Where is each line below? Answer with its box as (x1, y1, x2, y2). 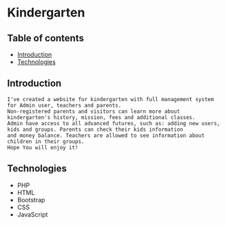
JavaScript (17, 210, 48, 218)
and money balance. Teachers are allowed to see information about (7, 132, 205, 139)
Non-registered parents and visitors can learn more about (7, 108, 181, 115)
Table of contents (7, 32, 84, 44)
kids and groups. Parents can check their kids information (7, 126, 184, 133)
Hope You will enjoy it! (7, 144, 79, 151)
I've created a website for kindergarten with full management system (7, 96, 214, 103)
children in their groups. (7, 138, 85, 145)
